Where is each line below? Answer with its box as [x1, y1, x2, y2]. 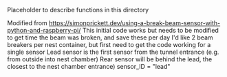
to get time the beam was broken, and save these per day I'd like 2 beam [7, 33, 213, 42]
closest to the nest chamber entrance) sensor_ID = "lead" [7, 63, 171, 70]
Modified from [7, 19, 48, 27]
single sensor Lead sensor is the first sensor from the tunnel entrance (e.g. [7, 48, 219, 56]
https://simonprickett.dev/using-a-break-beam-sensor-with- [49, 19, 221, 27]
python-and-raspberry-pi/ [7, 27, 81, 34]
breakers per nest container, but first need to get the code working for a [7, 41, 211, 48]
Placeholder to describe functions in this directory [7, 6, 149, 14]
